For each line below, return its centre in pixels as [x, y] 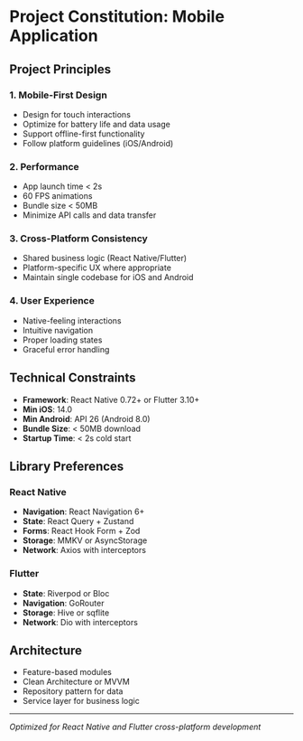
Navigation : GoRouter [63, 603]
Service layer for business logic [81, 701]
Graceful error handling [66, 349]
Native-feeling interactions [72, 320]
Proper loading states [62, 340]
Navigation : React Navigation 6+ [83, 511]
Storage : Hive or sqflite [66, 613]
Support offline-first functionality [83, 134]
